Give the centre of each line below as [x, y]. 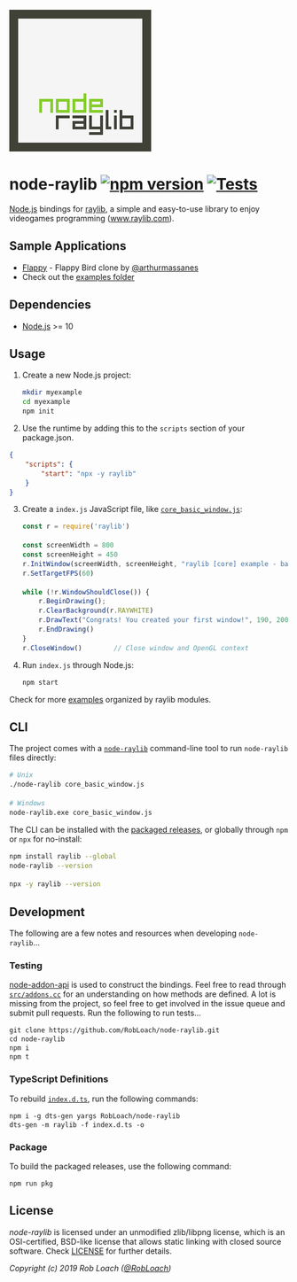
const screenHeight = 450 [70, 555]
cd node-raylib [37, 1039]
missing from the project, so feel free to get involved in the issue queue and [147, 1004]
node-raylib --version [51, 866]
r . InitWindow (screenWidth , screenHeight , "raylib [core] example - [149, 563]
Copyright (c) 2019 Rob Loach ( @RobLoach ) [90, 1268]
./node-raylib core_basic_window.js [77, 785]
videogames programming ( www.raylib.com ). [92, 218]
